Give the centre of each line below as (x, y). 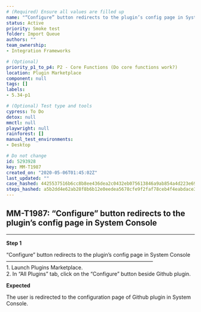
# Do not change (26, 156)
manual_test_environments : (40, 139)
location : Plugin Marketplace (44, 73)
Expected (19, 285)
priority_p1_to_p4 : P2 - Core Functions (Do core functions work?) (92, 67)
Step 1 (14, 243)
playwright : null (28, 128)
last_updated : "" (28, 178)
